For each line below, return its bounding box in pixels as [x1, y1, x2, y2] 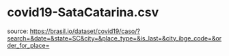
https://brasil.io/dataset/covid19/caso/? [29, 27, 140, 35]
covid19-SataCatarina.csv [7, 5, 159, 20]
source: [7, 27, 29, 35]
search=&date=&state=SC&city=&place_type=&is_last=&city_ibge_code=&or [7, 34, 222, 42]
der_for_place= [7, 41, 50, 49]
